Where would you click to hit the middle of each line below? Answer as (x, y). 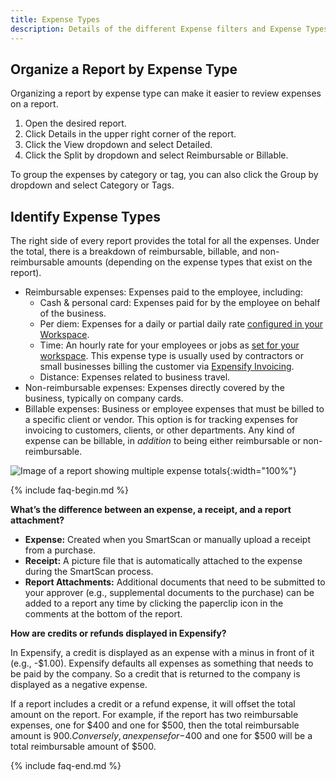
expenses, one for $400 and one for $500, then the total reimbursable (155, 725)
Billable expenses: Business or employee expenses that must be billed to (174, 409)
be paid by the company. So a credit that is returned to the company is (155, 674)
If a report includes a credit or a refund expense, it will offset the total (153, 704)
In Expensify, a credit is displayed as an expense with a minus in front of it (162, 653)
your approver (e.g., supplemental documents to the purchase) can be (169, 593)
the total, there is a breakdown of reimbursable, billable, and (134, 252)
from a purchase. (60, 550)
